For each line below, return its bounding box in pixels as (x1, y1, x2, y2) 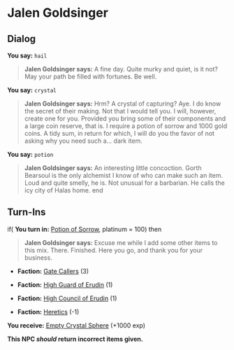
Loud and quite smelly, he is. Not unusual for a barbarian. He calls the (24, 178, 225, 187)
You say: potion (7, 150, 54, 158)
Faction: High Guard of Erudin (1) (17, 280, 113, 288)
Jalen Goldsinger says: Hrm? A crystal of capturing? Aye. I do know (24, 99, 221, 108)
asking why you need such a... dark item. (24, 136, 143, 145)
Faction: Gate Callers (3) (17, 267, 89, 275)
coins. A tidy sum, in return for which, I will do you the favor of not (24, 129, 215, 137)
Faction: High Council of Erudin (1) (17, 294, 117, 302)
